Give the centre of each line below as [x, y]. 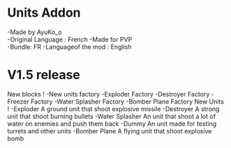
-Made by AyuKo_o [35, 32]
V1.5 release [44, 75]
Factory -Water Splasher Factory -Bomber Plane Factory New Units [127, 101]
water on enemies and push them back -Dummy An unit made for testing [112, 124]
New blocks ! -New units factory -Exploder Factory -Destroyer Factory [109, 94]
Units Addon [44, 13]
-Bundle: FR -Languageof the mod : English [69, 47]
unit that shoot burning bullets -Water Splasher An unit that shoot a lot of [112, 116]
